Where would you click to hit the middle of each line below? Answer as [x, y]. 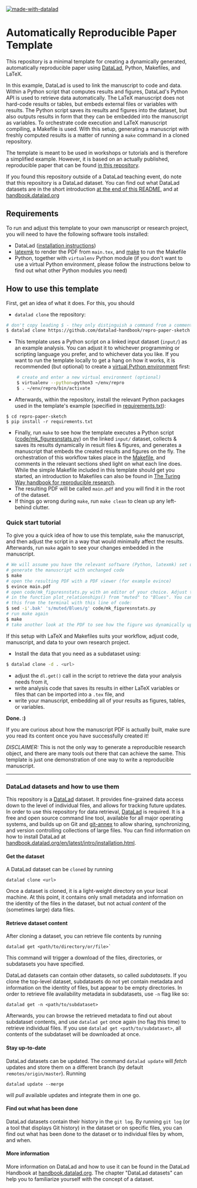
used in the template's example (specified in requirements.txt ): [90, 405]
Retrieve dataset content [37, 923]
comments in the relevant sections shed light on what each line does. [98, 463]
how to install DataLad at [36, 837]
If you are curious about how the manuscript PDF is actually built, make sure [98, 729]
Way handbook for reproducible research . [65, 482]
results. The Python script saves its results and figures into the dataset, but [97, 110]
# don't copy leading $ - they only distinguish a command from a [89, 325]
